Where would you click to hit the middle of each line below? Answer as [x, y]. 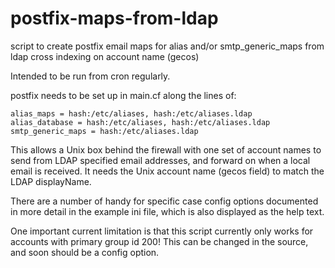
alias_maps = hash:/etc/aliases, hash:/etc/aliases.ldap [131, 113]
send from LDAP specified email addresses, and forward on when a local [160, 160]
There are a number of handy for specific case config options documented [164, 201]
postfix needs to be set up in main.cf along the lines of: [123, 95]
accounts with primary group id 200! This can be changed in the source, [159, 241]
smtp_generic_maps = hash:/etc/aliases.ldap [104, 131]
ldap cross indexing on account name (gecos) [105, 56]
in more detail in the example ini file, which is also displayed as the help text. [167, 211]
